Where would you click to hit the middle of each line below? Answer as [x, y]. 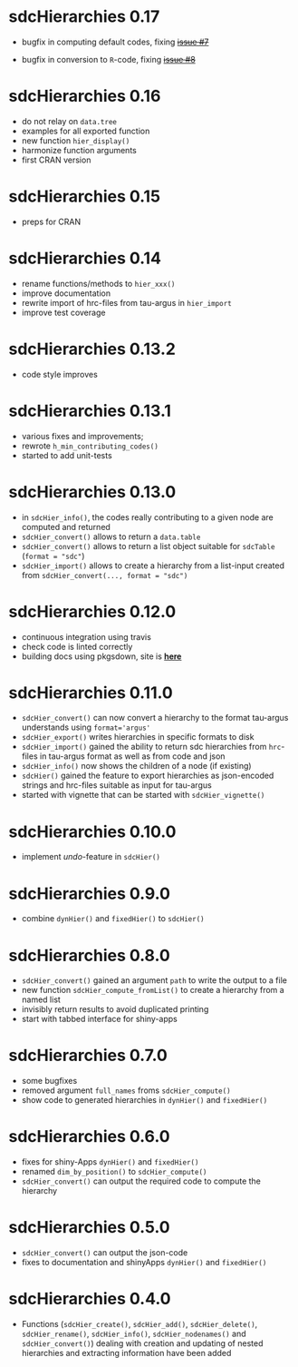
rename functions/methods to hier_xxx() [98, 283]
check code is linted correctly [77, 646]
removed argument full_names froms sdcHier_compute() [126, 1090]
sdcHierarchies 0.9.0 [90, 894]
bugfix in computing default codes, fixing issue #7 [115, 42]
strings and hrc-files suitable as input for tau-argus [116, 785]
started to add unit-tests [67, 455]
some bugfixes [49, 1081]
